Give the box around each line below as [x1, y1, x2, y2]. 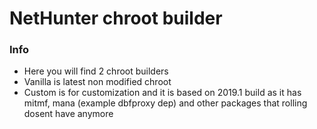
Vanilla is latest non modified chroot [23, 76, 172, 88]
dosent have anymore [23, 108, 114, 120]
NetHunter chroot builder [9, 7, 223, 30]
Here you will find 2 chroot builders [23, 65, 169, 77]
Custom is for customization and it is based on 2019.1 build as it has [23, 87, 302, 99]
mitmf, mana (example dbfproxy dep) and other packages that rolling [23, 97, 308, 109]
